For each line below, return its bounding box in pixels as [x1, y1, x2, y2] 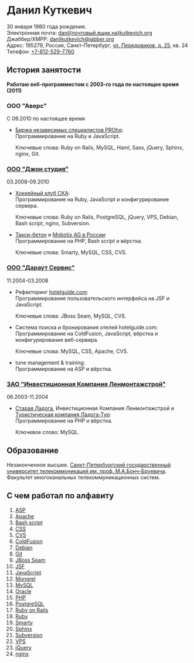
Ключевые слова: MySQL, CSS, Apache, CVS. [15, 348, 128, 355]
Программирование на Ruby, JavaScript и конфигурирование [15, 196, 169, 203]
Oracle [15, 588, 32, 595]
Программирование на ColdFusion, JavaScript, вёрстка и [15, 330, 158, 337]
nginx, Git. [15, 151, 40, 158]
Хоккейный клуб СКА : [15, 189, 70, 197]
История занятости [6, 65, 81, 75]
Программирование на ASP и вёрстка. [15, 365, 113, 372]
